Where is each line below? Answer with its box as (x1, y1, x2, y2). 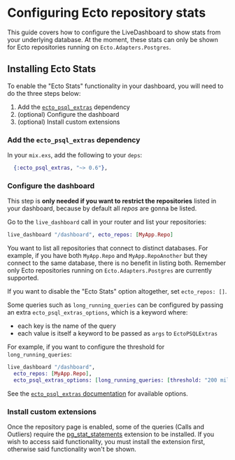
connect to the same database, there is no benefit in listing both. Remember (7, 259, 226, 267)
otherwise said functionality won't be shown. (7, 445, 136, 454)
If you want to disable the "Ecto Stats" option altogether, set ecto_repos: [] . (7, 287, 227, 296)
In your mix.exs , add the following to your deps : (7, 151, 143, 159)
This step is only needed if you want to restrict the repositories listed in (7, 197, 217, 206)
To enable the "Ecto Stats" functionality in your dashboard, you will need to (7, 82, 224, 90)
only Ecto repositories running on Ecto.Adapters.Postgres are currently (7, 266, 212, 275)
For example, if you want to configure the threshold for (7, 343, 165, 351)
